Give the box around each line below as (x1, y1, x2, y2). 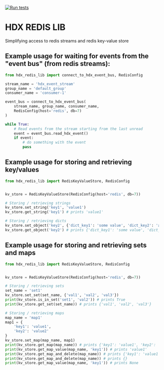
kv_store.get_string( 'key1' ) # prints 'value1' (5, 210, 104, 215)
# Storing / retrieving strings (5, 200, 71, 205)
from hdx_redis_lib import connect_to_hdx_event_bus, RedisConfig (5, 72, 143, 78)
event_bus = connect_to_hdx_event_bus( (5, 99, 86, 105)
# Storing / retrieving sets (5, 283, 64, 288)
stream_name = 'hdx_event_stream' (5, 81, 76, 87)
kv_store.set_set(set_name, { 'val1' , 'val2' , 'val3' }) (5, 293, 119, 298)
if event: (14, 135, 34, 140)
